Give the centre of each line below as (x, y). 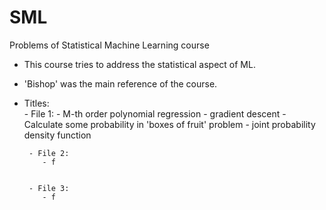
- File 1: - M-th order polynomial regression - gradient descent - (155, 113)
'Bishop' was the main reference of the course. (120, 83)
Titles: (36, 103)
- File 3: (49, 188)
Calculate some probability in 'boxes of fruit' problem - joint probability (169, 124)
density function (57, 135)
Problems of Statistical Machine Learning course (109, 45)
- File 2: (49, 153)
